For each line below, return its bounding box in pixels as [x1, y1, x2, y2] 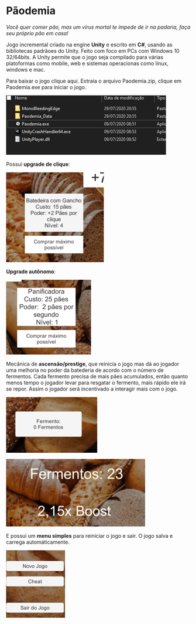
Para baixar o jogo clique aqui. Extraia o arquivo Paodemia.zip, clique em [6, 77, 182, 84]
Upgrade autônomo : [6, 268, 56, 275]
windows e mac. [6, 66, 46, 73]
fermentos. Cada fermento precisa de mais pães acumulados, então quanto [6, 372, 188, 379]
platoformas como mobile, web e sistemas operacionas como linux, [6, 60, 169, 67]
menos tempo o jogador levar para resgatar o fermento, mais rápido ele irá [6, 379, 186, 386]
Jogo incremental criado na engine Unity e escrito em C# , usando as [6, 41, 173, 48]
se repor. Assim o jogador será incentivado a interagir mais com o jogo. [6, 385, 178, 392]
